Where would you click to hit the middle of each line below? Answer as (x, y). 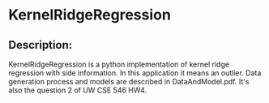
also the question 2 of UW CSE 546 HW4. (78, 90)
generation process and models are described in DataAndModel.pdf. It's (129, 82)
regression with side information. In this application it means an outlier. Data (135, 73)
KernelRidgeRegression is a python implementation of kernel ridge (119, 64)
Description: (41, 45)
